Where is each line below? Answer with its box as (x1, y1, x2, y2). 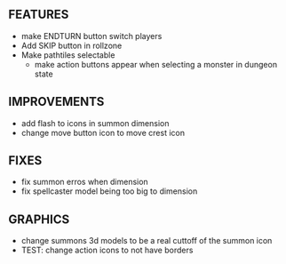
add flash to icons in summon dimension (20, 117, 170, 128)
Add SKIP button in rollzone (20, 40, 123, 51)
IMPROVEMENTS (8, 94, 105, 109)
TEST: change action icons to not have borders (20, 244, 194, 256)
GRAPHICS (8, 212, 70, 227)
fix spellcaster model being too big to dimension (20, 186, 198, 196)
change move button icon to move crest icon (20, 127, 186, 138)
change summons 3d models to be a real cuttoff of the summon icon (20, 236, 273, 246)
